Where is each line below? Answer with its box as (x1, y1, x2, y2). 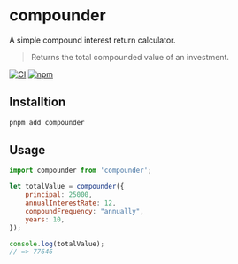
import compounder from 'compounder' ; (9, 166, 152, 175)
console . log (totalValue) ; (9, 239, 104, 248)
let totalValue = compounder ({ (9, 182, 125, 191)
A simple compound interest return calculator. (9, 35, 176, 45)
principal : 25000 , (25, 190, 93, 199)
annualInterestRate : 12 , (25, 198, 117, 208)
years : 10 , (25, 214, 65, 224)
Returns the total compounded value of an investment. (30, 51, 230, 62)
